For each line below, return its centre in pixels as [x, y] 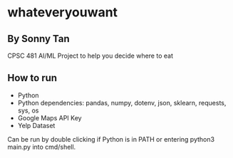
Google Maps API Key [50, 117]
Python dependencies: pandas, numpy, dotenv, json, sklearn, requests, [122, 102]
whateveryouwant [63, 12]
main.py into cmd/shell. [42, 147]
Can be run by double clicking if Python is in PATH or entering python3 [111, 139]
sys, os [28, 110]
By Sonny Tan [38, 39]
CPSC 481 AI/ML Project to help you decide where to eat [90, 56]
